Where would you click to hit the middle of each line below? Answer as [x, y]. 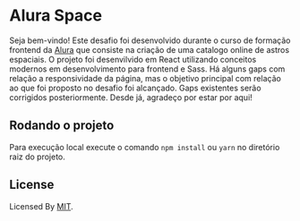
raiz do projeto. [37, 157]
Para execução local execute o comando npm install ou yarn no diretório [145, 147]
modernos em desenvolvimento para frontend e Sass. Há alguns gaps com [147, 69]
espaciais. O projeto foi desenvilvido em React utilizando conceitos [133, 59]
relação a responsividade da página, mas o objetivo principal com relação [146, 78]
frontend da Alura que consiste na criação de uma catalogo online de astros [149, 49]
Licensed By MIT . [41, 206]
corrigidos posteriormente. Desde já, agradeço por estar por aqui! [131, 97]
